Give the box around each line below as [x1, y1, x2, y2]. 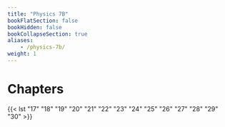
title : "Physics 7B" [7, 10, 69, 18]
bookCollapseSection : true [7, 30, 88, 38]
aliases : [7, 37, 34, 44]
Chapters [7, 81, 64, 97]
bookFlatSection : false [7, 17, 79, 24]
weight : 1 [7, 51, 37, 58]
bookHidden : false [7, 24, 62, 31]
